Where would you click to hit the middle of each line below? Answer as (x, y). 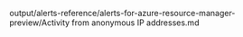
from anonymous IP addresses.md (136, 23)
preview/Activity (40, 23)
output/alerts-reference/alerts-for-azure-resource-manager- (122, 13)
